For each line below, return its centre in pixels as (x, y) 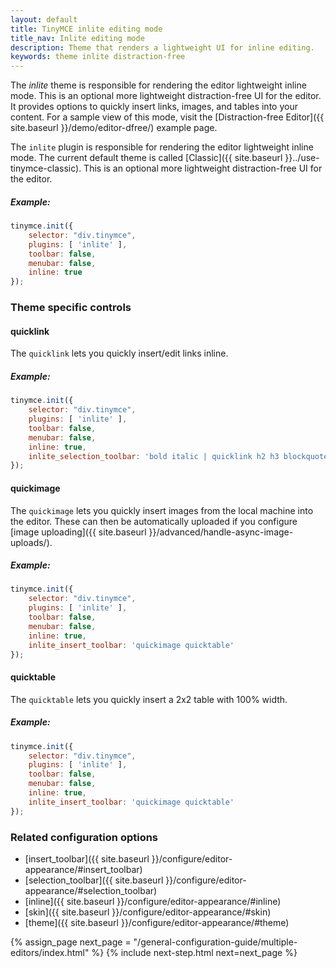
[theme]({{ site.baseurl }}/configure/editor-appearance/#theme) (157, 922)
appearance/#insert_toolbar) (83, 869)
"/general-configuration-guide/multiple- (215, 942)
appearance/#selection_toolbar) (91, 890)
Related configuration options (84, 837)
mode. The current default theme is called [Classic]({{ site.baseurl (146, 158)
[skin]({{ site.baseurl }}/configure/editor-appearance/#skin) (148, 912)
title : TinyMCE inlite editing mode (86, 29)
